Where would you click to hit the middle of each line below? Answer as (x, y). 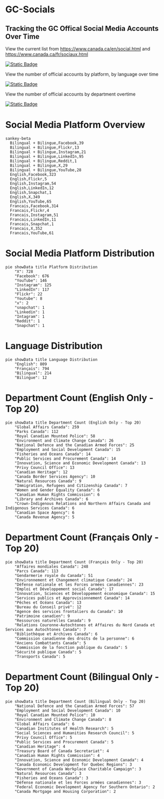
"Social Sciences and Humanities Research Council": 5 (75, 733)
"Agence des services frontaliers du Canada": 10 (69, 611)
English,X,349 (25, 197)
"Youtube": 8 (29, 298)
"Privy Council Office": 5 (43, 737)
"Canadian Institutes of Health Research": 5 (64, 729)
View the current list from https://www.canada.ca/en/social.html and (78, 49)
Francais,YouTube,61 (32, 233)
